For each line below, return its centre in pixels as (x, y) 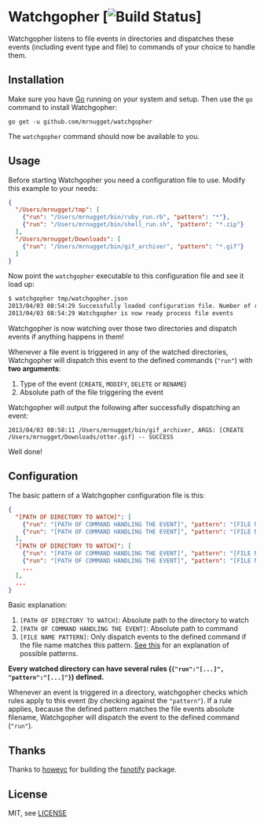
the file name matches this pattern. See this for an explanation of (124, 645)
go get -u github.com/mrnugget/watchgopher (81, 122)
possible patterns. (49, 654)
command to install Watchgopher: (63, 107)
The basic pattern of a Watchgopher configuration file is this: (107, 495)
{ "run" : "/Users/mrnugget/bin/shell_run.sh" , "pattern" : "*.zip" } (133, 225)
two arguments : (35, 368)
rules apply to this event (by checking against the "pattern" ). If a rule (120, 701)
